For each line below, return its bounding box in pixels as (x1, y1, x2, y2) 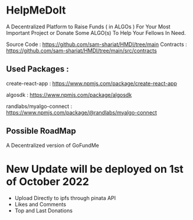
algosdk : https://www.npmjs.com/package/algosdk (6, 91, 132, 98)
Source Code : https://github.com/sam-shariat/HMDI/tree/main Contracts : (6, 41, 187, 48)
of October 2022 (6, 175, 90, 188)
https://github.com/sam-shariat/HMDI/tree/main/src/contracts (6, 47, 158, 54)
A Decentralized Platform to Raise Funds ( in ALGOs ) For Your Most (6, 23, 171, 30)
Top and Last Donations (14, 207, 73, 214)
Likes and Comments (14, 201, 67, 208)
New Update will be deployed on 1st (6, 162, 184, 176)
